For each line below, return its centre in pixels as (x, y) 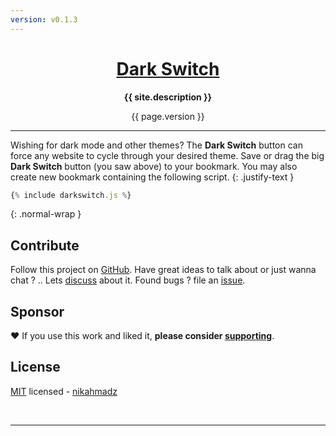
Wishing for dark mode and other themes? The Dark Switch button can (156, 145)
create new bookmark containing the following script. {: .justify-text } (152, 177)
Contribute (45, 245)
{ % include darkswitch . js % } (71, 195)
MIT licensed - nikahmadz (64, 391)
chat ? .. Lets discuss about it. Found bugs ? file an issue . (128, 280)
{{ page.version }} (168, 116)
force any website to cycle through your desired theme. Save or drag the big (167, 155)
